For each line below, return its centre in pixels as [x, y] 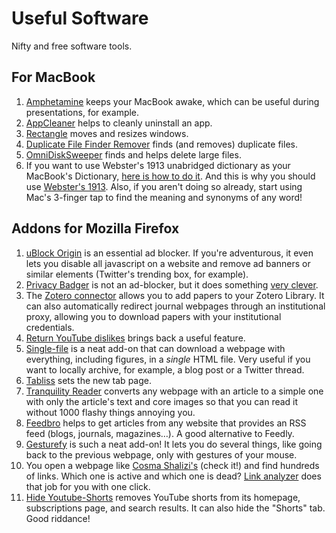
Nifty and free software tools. [72, 46]
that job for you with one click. [88, 486]
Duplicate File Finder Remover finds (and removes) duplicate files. [161, 144]
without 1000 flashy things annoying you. [110, 412]
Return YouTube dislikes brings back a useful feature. [135, 338]
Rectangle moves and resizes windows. [107, 133]
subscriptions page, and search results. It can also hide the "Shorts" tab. [175, 508]
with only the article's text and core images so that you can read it [162, 401]
